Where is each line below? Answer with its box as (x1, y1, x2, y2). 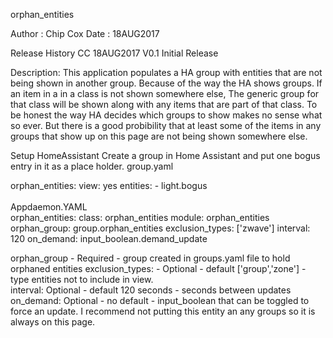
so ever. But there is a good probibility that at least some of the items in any (10, 120, 322, 131)
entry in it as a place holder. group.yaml (10, 160, 174, 172)
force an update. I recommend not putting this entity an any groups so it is (10, 305, 316, 317)
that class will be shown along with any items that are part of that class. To (10, 99, 318, 110)
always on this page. (10, 316, 96, 328)
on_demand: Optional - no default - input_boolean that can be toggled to (10, 295, 310, 306)
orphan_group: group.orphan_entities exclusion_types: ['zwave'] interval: (10, 222, 311, 234)
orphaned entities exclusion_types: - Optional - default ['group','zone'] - (10, 263, 307, 274)
